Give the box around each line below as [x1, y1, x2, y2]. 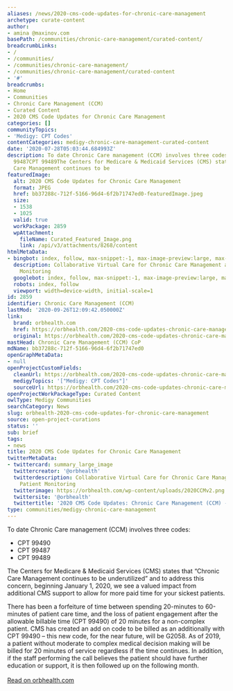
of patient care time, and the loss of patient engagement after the [31, 610, 218, 618]
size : [13, 197, 30, 204]
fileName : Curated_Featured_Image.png [19, 236, 132, 243]
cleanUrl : [13, 371, 42, 378]
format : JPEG [13, 184, 51, 191]
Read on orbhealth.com [7, 676, 75, 684]
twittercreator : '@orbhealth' [13, 468, 101, 475]
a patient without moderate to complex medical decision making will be [7, 639, 210, 647]
